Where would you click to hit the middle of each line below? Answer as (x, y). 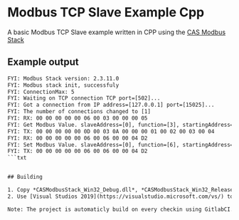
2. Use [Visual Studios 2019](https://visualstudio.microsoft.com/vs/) (116, 197)
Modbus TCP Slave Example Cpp (106, 12)
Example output (43, 62)
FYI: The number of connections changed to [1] (79, 112)
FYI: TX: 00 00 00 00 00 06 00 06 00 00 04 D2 (78, 151)
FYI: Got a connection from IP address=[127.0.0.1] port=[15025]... (111, 105)
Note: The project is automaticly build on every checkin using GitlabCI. (121, 209)
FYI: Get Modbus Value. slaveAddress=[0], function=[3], (94, 125)
